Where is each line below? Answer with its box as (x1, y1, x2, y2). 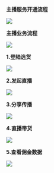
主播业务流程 (6, 30, 37, 36)
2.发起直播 (6, 77, 33, 84)
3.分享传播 (6, 101, 33, 108)
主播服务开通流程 (6, 6, 48, 12)
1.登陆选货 (6, 54, 31, 60)
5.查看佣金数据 (6, 149, 43, 155)
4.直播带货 (6, 125, 33, 131)
